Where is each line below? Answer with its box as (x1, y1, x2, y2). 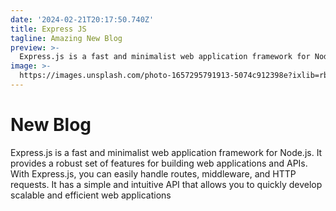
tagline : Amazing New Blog (10, 33, 123, 43)
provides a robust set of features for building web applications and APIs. (10, 157, 308, 169)
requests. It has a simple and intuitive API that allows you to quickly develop (10, 178, 323, 190)
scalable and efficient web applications (10, 189, 172, 201)
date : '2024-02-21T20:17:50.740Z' (10, 14, 155, 25)
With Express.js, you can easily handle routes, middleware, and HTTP (10, 167, 297, 180)
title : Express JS (10, 24, 87, 34)
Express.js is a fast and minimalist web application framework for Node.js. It (10, 146, 323, 158)
